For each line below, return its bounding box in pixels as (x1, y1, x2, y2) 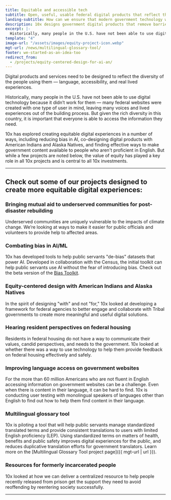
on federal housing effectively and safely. (5, 351, 92, 358)
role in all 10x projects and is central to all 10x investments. (5, 158, 128, 164)
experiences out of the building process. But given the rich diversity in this (5, 110, 161, 116)
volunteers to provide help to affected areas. (5, 229, 98, 236)
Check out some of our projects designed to (5, 178, 148, 186)
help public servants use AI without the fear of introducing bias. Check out (5, 264, 161, 271)
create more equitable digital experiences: (5, 185, 142, 194)
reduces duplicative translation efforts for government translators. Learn (5, 444, 157, 450)
